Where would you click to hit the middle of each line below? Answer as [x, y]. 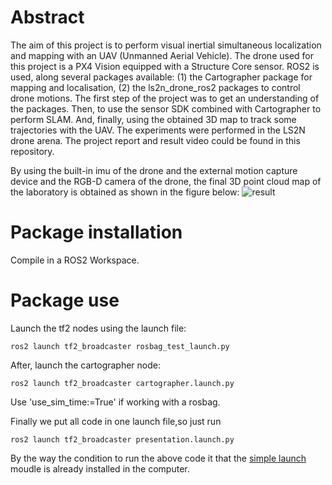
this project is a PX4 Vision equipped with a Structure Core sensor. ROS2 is [165, 66]
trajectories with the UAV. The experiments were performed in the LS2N [158, 130]
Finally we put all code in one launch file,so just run [116, 421]
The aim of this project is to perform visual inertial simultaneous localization [166, 45]
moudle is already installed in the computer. [100, 468]
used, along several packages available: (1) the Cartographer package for [161, 77]
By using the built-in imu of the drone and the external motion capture [154, 170]
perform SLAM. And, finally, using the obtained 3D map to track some [153, 119]
